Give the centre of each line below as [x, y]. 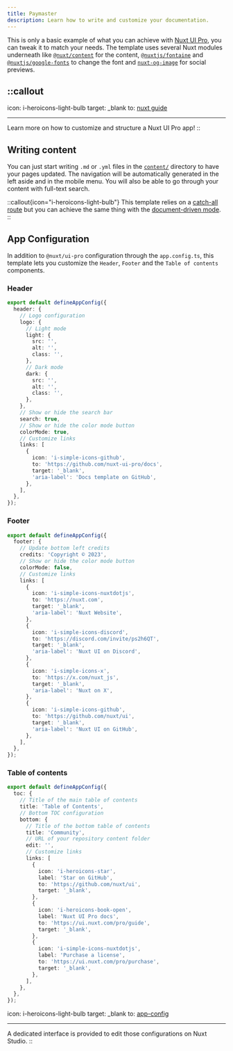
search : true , [40, 419]
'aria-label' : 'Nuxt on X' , [72, 690]
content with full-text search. [49, 189]
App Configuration [48, 239]
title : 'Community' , [55, 832]
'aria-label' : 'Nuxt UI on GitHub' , [85, 729]
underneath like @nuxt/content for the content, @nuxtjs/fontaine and [105, 55]
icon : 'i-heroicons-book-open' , [85, 910]
